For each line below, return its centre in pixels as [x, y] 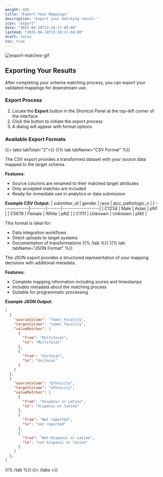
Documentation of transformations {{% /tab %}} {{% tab [68, 243]
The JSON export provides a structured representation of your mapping [77, 258]
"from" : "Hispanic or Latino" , [54, 401]
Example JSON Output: [29, 302]
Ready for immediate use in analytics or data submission [69, 194]
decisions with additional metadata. [41, 263]
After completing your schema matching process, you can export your [75, 82]
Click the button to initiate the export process [57, 121]
